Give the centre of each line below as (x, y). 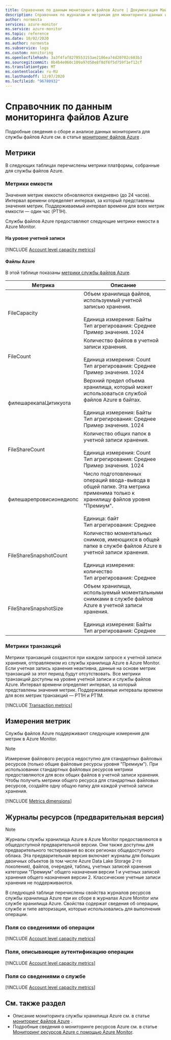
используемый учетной (112, 300)
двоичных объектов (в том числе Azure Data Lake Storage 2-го (73, 861)
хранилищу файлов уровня (117, 499)
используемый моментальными (123, 593)
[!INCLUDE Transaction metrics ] (39, 705)
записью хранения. (107, 307)
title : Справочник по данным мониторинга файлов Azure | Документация (82, 10)
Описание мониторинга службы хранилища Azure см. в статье (81, 1015)
